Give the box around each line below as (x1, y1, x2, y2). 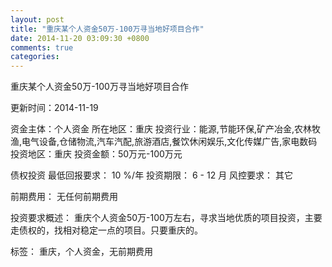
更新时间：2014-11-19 (10, 102, 99, 114)
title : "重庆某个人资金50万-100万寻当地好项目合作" (10, 24, 205, 34)
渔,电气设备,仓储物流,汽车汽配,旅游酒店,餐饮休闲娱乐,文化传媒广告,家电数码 (10, 136, 318, 148)
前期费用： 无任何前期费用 (10, 191, 118, 203)
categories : (10, 52, 60, 62)
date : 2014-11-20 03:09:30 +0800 (10, 33, 150, 43)
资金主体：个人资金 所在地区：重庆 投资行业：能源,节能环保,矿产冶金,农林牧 (10, 123, 321, 135)
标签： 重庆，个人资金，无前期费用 (10, 246, 153, 258)
